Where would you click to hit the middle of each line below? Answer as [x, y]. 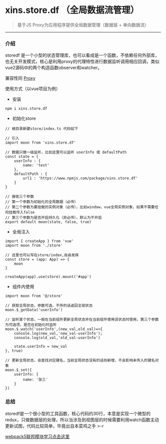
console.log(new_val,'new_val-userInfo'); [58, 333]
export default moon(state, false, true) [48, 222]
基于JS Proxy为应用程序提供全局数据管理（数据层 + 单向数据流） [83, 25]
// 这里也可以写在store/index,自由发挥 [42, 255]
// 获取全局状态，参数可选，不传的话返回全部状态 [49, 306]
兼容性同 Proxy [20, 78]
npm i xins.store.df [26, 109]
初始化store [24, 118]
